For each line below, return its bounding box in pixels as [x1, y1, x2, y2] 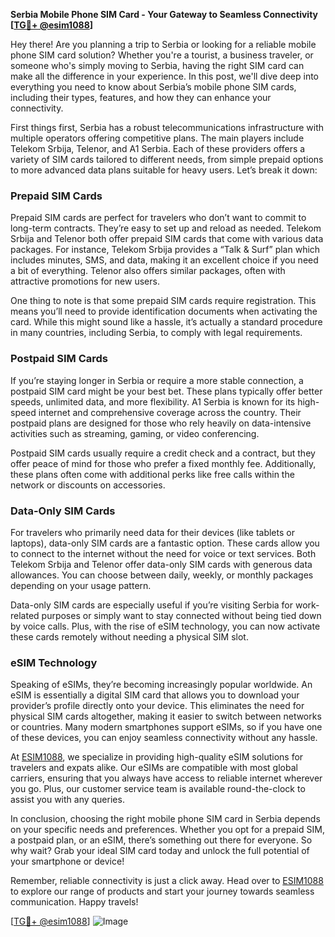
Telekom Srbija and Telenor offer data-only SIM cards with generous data [10, 558, 313, 570]
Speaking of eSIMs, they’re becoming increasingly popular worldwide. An [10, 679, 313, 691]
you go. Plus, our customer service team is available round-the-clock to [10, 783, 306, 795]
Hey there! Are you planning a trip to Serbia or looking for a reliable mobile [10, 39, 317, 50]
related [10, 609, 40, 621]
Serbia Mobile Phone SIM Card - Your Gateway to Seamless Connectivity [10, 9, 319, 20]
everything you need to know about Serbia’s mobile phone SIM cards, [10, 81, 297, 93]
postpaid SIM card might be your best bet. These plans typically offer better [10, 385, 323, 397]
